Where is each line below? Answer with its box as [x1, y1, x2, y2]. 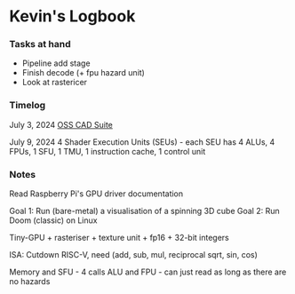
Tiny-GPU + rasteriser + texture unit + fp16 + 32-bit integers [9, 233, 229, 243]
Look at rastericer [21, 77, 87, 88]
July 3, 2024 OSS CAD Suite [9, 119, 114, 130]
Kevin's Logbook [9, 6, 136, 27]
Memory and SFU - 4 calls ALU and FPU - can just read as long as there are [9, 266, 287, 277]
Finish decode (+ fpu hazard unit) [21, 68, 145, 78]
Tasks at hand [9, 38, 71, 51]
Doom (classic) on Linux [9, 215, 98, 226]
